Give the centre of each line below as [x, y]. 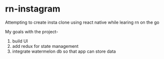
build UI [20, 41]
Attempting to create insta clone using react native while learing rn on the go [82, 22]
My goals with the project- [32, 31]
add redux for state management [45, 46]
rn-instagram [33, 9]
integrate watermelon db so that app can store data [64, 51]
